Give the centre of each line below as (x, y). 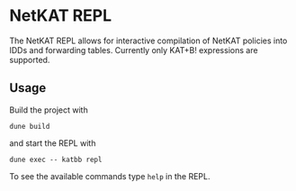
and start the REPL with (53, 143)
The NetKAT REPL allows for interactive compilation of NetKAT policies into (148, 41)
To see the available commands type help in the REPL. (110, 176)
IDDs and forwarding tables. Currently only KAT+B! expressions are (134, 50)
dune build (30, 126)
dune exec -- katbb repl (56, 159)
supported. (30, 59)
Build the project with (49, 110)
